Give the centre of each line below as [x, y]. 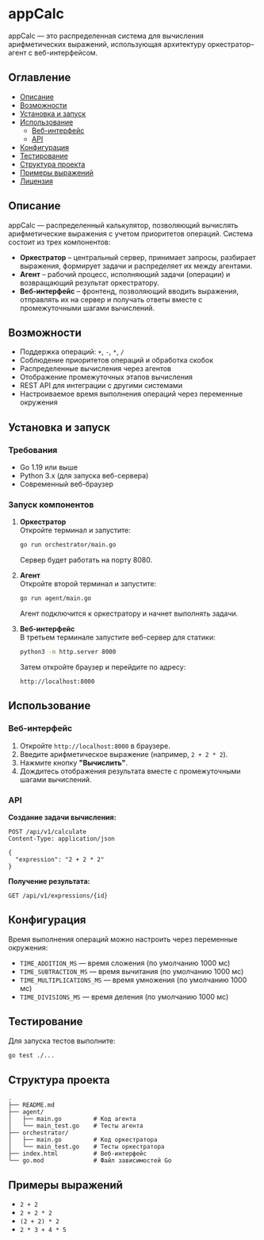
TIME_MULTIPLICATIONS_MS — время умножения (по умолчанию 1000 [133, 980]
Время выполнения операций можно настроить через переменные [123, 939]
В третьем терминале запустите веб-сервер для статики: [117, 637]
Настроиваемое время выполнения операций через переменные [131, 394]
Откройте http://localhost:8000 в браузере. [95, 746]
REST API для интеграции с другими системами [101, 386]
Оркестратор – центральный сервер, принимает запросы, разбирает [138, 257]
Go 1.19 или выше [48, 467]
